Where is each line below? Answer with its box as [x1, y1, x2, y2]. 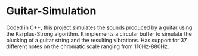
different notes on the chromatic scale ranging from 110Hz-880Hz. [6, 43, 169, 50]
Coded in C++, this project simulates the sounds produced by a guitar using [6, 24, 193, 31]
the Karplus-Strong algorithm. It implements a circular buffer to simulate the [6, 30, 192, 37]
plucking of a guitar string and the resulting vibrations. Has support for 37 [6, 36, 187, 43]
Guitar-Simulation [6, 4, 97, 18]
